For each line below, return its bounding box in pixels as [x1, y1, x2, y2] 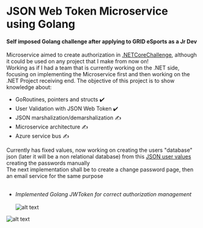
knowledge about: [6, 84, 52, 91]
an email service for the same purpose [6, 173, 104, 180]
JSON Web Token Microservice [6, 4, 168, 18]
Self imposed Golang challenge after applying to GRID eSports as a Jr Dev [6, 38, 197, 45]
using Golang [6, 17, 75, 31]
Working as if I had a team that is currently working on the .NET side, [6, 64, 180, 71]
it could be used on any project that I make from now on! [6, 58, 149, 65]
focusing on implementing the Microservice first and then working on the [6, 71, 190, 78]
